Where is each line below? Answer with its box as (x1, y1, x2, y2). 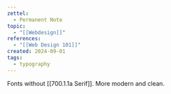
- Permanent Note (13, 16, 63, 23)
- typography (13, 61, 51, 67)
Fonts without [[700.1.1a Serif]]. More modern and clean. (7, 79, 166, 87)
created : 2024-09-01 (7, 48, 66, 55)
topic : (7, 22, 26, 29)
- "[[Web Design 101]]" (13, 42, 81, 48)
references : (7, 35, 41, 42)
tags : (7, 54, 23, 61)
